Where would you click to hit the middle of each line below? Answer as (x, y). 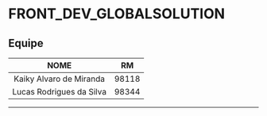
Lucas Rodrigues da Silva (60, 92)
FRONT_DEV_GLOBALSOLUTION (116, 14)
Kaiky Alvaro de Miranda (60, 79)
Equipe (26, 43)
